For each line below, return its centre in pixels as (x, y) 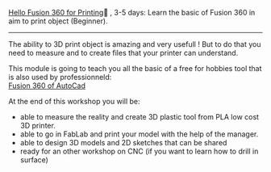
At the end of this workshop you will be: (74, 101)
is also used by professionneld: (60, 77)
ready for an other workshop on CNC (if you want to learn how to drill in (139, 151)
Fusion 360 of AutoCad (47, 86)
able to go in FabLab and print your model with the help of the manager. (139, 134)
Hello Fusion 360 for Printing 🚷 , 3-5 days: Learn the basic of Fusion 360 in (132, 13)
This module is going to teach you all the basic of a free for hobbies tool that (135, 68)
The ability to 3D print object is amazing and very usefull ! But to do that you (135, 44)
